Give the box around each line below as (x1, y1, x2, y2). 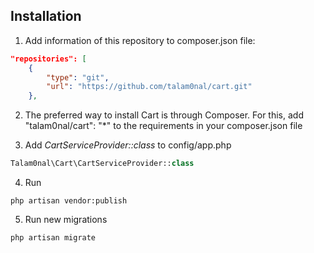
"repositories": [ (10, 54, 87, 64)
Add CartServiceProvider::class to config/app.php (24, 139, 232, 151)
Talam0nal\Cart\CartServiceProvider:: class (10, 159, 195, 169)
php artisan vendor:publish (10, 196, 128, 206)
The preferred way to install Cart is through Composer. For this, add (24, 109, 304, 121)
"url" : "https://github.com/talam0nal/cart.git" (46, 82, 253, 92)
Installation (10, 8, 82, 25)
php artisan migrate (10, 233, 97, 243)
